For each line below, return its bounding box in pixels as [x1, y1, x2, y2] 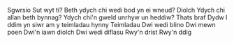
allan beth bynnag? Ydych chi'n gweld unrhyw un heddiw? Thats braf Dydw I [7, 13, 228, 21]
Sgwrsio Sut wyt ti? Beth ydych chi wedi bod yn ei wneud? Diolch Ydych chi [7, 6, 226, 14]
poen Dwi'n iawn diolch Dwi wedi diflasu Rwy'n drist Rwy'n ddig [7, 28, 192, 36]
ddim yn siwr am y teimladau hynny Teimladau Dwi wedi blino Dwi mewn [7, 21, 216, 28]
